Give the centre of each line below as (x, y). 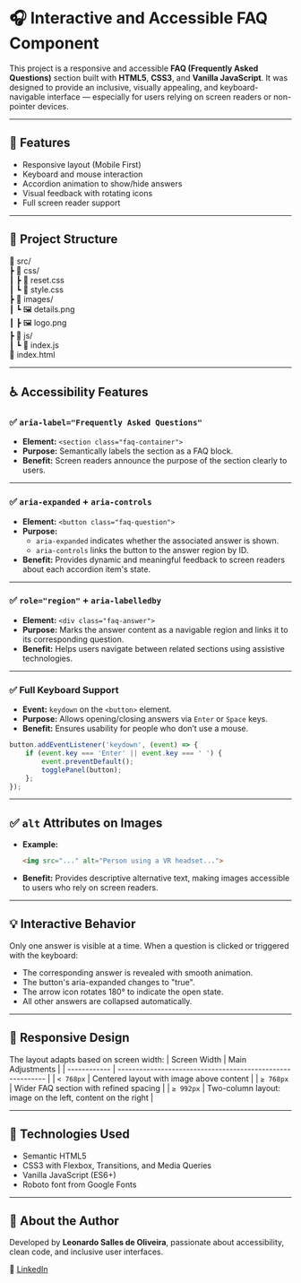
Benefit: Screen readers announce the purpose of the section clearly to (155, 461)
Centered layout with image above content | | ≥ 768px (191, 1079)
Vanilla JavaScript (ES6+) (69, 1175)
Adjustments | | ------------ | (63, 1069)
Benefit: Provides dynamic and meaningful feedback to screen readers (153, 559)
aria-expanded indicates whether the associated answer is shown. (157, 541)
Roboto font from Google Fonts (79, 1184)
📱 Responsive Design (69, 1038)
